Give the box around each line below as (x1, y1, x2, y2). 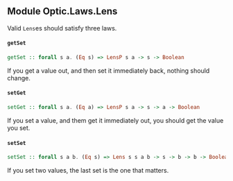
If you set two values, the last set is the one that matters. (7, 166, 169, 175)
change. (7, 74, 31, 82)
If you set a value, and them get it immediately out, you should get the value (7, 116, 224, 124)
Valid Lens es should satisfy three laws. (7, 24, 117, 32)
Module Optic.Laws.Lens (7, 6, 118, 17)
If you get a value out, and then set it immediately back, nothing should (7, 66, 210, 75)
